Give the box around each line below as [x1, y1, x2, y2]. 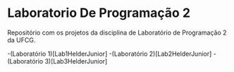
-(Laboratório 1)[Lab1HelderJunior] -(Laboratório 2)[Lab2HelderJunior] [7, 49, 212, 58]
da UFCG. [7, 35, 36, 44]
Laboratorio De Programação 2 [7, 5, 191, 21]
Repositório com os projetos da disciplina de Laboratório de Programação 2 [7, 28, 227, 37]
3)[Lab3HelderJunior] [44, 56, 108, 65]
